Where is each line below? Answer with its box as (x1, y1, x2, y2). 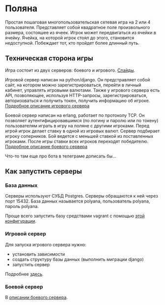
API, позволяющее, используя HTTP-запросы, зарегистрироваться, (5, 92, 147, 98)
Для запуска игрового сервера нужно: (5, 241, 87, 248)
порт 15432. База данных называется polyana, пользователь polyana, (5, 198, 150, 204)
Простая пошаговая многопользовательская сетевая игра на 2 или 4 (5, 19, 151, 25)
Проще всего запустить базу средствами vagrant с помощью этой (5, 213, 145, 219)
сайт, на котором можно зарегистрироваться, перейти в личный (5, 82, 141, 88)
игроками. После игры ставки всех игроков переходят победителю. (5, 138, 149, 144)
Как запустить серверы (5, 167, 82, 176)
